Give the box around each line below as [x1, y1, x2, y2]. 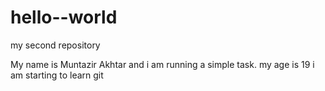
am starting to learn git [10, 69, 104, 81]
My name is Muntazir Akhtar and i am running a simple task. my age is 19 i [10, 58, 315, 70]
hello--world [10, 6, 118, 29]
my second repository [10, 39, 101, 51]
